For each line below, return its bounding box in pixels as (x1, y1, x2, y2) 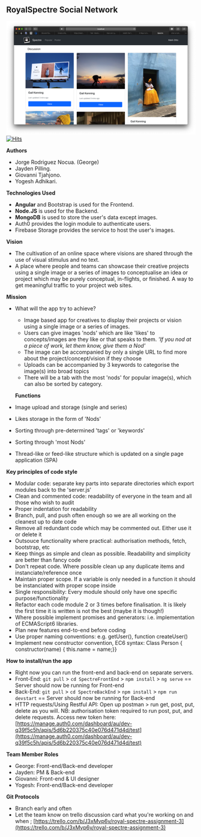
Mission (6, 294, 27, 301)
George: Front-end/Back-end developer (14, 763, 113, 770)
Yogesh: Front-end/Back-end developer (14, 782, 113, 789)
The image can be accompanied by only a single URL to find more (23, 348, 187, 356)
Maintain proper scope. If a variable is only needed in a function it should (14, 576, 196, 583)
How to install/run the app (6, 657, 73, 665)
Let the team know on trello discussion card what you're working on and (14, 811, 194, 818)
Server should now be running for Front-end (14, 681, 125, 689)
